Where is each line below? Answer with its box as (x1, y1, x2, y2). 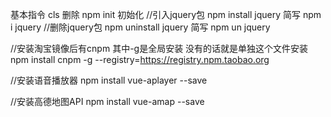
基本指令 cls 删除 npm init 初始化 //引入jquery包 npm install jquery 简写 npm (10, 9, 322, 20)
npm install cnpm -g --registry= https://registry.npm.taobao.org (10, 54, 270, 65)
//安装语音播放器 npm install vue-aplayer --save (10, 74, 208, 86)
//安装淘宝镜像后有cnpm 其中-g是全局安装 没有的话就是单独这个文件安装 (10, 43, 309, 54)
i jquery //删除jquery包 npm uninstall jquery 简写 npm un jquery (10, 21, 271, 33)
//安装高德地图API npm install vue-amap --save (10, 96, 205, 107)
